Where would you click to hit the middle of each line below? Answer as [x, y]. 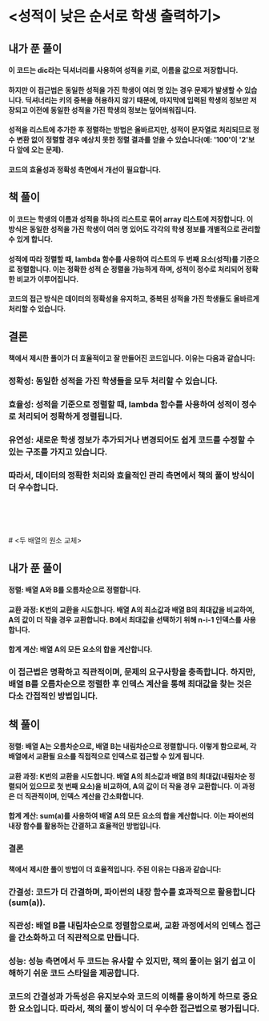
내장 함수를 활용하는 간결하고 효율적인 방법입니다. [85, 826]
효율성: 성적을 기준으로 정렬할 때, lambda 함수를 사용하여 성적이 [124, 404]
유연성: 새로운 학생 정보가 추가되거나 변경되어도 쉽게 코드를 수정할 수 [131, 439]
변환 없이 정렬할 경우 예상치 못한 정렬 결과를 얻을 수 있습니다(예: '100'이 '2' [132, 140]
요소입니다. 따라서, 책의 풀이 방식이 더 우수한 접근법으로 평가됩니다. [139, 1008]
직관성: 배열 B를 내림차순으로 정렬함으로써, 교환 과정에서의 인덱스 [126, 925]
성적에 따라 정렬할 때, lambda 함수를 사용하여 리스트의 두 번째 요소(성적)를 [123, 259]
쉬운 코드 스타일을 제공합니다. [86, 973]
